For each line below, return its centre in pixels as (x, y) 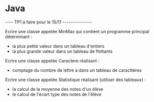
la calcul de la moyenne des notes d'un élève (58, 89)
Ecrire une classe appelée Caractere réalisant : (52, 61)
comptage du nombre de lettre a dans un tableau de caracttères (77, 70)
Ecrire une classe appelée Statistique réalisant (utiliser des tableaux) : (76, 80)
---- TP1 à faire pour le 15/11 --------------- (49, 22)
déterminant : (19, 37)
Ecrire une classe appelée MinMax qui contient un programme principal (77, 31)
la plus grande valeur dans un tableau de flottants (62, 51)
